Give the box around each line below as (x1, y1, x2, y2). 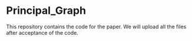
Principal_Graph (6, 4, 87, 17)
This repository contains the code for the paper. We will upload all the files (6, 23, 187, 30)
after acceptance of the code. (6, 29, 78, 36)
